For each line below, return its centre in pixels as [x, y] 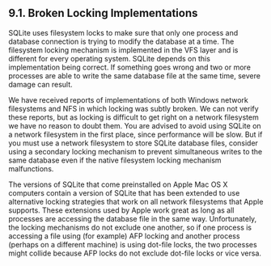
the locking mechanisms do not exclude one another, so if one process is [130, 227]
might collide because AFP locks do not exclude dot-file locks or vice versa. [135, 253]
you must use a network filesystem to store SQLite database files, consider [133, 143]
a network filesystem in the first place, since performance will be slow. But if [135, 134]
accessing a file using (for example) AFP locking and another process [124, 236]
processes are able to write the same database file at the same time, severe [135, 75]
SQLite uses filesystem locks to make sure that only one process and [123, 32]
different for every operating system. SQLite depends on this [109, 58]
